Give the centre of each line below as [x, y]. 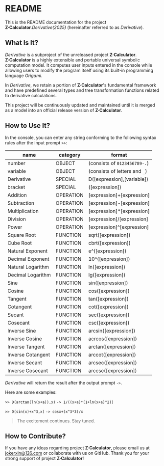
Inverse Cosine [25, 338]
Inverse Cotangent [29, 355]
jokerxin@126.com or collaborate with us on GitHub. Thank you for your [77, 453]
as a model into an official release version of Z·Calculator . [64, 110]
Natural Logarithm [28, 267]
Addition [17, 195]
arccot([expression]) [112, 355]
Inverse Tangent [26, 347]
